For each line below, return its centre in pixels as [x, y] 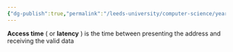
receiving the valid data [41, 41]
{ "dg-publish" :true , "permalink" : [55, 14]
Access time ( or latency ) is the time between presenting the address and [114, 33]
